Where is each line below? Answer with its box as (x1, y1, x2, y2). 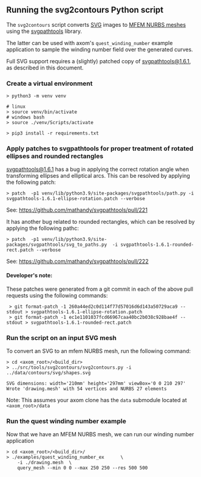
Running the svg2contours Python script (6, 5, 164, 15)
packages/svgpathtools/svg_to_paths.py (6, 242, 107, 248)
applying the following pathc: (6, 225, 79, 232)
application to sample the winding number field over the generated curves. (6, 46, 193, 53)
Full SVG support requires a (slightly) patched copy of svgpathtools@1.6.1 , (6, 57, 191, 64)
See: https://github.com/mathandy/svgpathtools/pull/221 (6, 206, 148, 214)
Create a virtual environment (6, 79, 93, 88)
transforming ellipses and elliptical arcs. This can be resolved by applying (6, 172, 190, 179)
